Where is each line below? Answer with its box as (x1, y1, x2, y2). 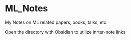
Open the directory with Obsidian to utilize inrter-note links (5, 29, 126, 35)
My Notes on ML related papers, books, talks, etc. (5, 19, 108, 25)
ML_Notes (5, 3, 48, 14)
